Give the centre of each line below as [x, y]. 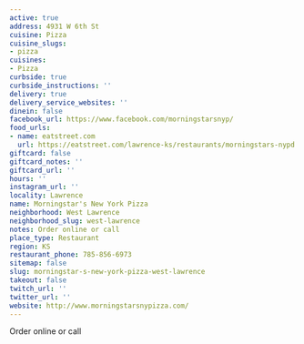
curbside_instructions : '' [61, 86]
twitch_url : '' [38, 288]
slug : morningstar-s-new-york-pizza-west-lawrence [107, 272]
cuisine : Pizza [38, 35]
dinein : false [36, 111]
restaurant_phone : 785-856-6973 [71, 255]
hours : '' [28, 178]
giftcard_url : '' [42, 170]
